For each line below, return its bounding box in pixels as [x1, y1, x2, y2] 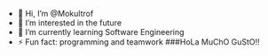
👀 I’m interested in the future [17, 17, 122, 28]
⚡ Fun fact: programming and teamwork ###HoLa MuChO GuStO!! [17, 37, 260, 47]
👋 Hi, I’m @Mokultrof [17, 9, 94, 18]
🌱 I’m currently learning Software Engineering [17, 27, 185, 37]
